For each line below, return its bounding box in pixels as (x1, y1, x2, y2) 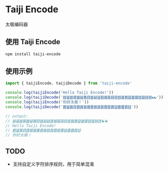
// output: (5, 114, 29, 119)
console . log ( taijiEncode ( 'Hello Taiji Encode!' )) (5, 90, 114, 95)
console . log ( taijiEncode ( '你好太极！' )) (5, 100, 89, 105)
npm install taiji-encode (5, 51, 61, 57)
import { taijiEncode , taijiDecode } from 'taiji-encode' (5, 81, 132, 86)
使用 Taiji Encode (5, 37, 61, 47)
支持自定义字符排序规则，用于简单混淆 (12, 161, 94, 167)
